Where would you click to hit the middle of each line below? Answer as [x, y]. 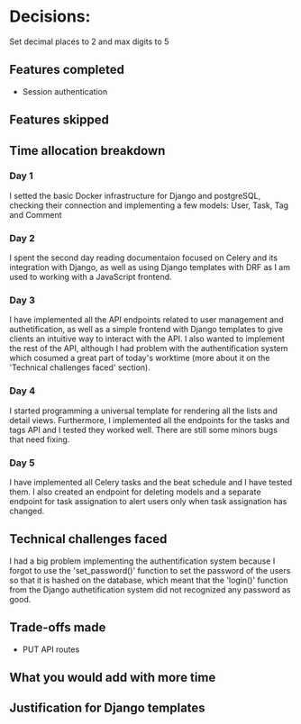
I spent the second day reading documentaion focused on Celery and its [143, 258]
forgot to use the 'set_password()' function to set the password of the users [150, 570]
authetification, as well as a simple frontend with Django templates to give [146, 330]
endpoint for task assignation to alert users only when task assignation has [148, 502]
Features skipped [59, 120]
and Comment [36, 214]
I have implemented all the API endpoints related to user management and [146, 320]
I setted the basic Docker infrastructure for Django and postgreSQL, [135, 195]
